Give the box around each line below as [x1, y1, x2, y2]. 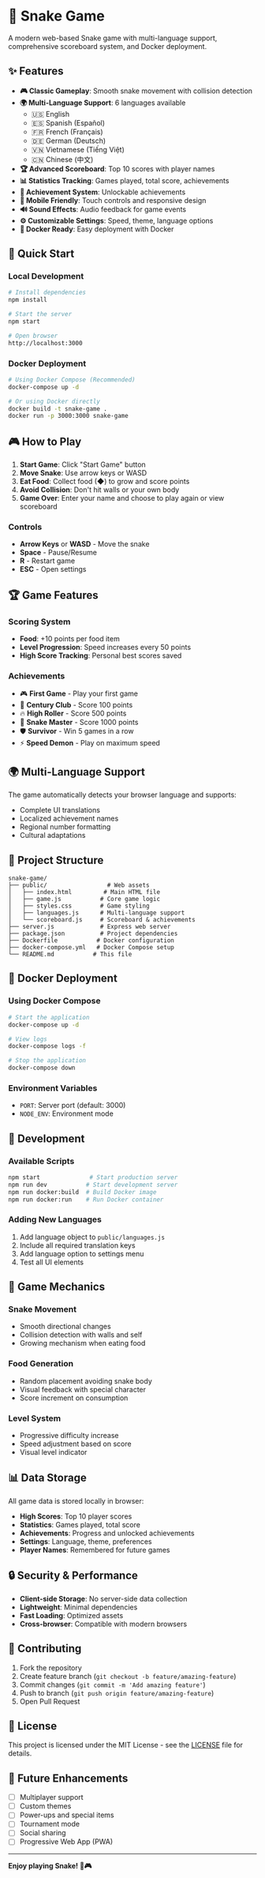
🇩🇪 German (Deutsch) [31, 136, 106, 145]
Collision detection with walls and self [19, 1330, 143, 1339]
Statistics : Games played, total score [19, 1519, 140, 1529]
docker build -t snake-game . [8, 404, 108, 413]
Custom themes [19, 1801, 72, 1811]
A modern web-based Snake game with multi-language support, [8, 33, 218, 43]
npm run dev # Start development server [8, 1181, 178, 1189]
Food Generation [8, 1358, 73, 1369]
